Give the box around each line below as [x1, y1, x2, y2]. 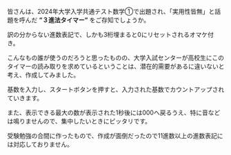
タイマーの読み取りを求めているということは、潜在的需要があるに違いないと [7, 62, 225, 70]
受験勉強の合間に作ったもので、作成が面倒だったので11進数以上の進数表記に [7, 132, 223, 140]
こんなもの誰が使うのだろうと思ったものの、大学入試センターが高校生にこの [7, 53, 224, 62]
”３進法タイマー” [39, 16, 88, 24]
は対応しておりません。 [7, 141, 74, 148]
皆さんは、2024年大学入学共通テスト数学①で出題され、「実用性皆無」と [7, 8, 215, 15]
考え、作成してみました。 [7, 71, 80, 79]
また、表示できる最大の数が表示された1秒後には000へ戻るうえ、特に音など [7, 108, 221, 117]
